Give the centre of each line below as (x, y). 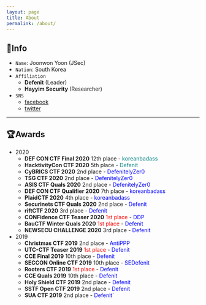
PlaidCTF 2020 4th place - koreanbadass (77, 198)
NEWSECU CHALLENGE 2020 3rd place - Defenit (87, 230)
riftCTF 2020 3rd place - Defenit (66, 211)
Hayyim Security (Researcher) (63, 89)
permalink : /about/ (31, 23)
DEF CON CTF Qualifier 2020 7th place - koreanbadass (95, 191)
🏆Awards (26, 134)
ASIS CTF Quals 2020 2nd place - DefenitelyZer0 (87, 185)
